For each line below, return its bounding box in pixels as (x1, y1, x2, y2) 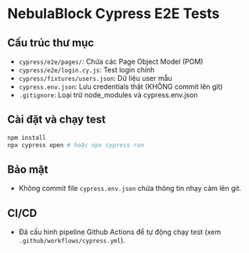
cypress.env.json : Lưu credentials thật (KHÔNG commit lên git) (18, 82, 223, 91)
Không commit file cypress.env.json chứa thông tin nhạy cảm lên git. (18, 184, 242, 193)
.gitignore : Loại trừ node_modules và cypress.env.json (18, 90, 198, 99)
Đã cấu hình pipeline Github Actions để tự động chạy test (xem (18, 227, 221, 236)
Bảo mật (7, 163, 49, 176)
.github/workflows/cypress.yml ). (18, 236, 126, 245)
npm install (7, 134, 46, 141)
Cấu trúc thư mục (7, 36, 95, 49)
